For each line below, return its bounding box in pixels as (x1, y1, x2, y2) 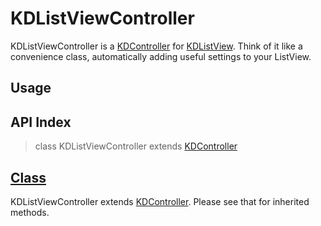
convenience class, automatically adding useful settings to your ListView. (10, 50, 312, 62)
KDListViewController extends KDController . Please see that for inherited (10, 195, 310, 207)
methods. (10, 206, 50, 218)
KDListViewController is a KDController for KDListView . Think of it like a (10, 40, 303, 52)
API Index (10, 113, 72, 131)
